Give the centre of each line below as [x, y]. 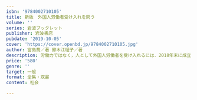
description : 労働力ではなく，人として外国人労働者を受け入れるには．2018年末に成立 [99, 55]
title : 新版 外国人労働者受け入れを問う [51, 17]
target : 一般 [21, 72]
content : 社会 [23, 83]
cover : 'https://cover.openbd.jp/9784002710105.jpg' [72, 45]
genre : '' [18, 66]
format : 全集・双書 [28, 77]
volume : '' [19, 22]
